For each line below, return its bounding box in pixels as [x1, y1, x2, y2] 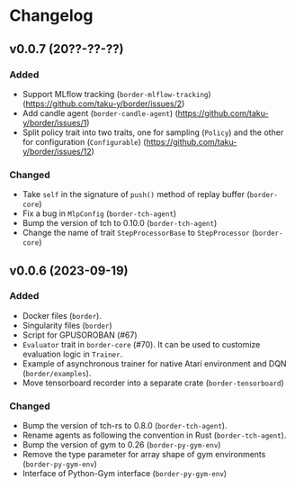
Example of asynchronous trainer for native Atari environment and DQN [22, 357, 287, 369]
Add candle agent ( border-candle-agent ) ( [22, 107, 178, 118]
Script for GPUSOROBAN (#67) [22, 330, 138, 340]
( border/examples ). [22, 367, 92, 378]
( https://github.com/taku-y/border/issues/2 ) [22, 98, 185, 109]
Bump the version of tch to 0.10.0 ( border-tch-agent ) [22, 218, 218, 229]
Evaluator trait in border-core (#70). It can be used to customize [22, 339, 261, 349]
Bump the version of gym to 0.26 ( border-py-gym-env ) [22, 439, 221, 450]
